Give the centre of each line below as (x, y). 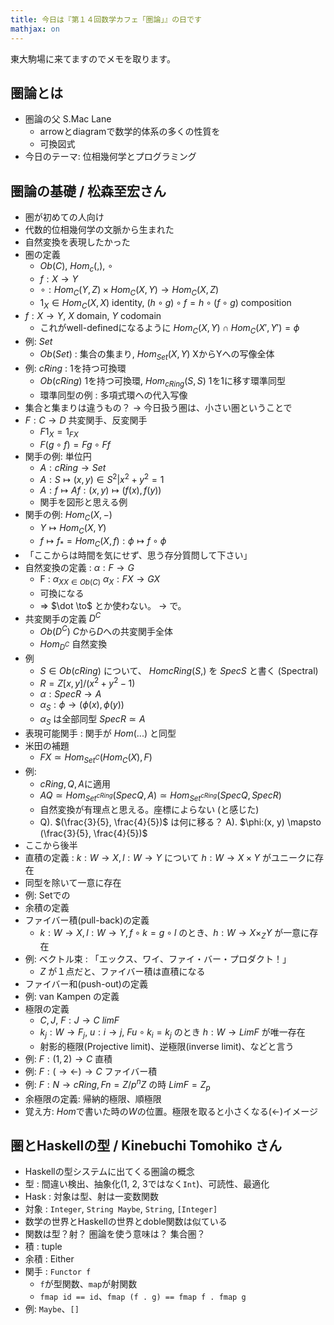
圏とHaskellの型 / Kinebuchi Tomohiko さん (146, 1145)
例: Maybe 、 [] (52, 1309)
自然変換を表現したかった (77, 242)
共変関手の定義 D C (63, 618)
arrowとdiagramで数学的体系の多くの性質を (130, 132)
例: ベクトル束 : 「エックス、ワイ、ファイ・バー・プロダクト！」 (158, 959)
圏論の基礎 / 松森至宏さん (88, 191)
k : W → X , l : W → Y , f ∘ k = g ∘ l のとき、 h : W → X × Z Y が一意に (174, 933)
